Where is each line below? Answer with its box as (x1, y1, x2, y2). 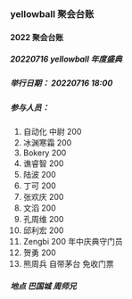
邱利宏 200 (22, 225, 64, 236)
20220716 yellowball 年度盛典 (10, 54, 123, 64)
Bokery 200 (22, 147, 67, 158)
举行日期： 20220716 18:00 (10, 78, 113, 88)
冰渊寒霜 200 (22, 137, 72, 148)
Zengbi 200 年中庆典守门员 (22, 237, 123, 247)
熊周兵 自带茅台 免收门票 (22, 259, 114, 270)
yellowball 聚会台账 (10, 7, 95, 20)
